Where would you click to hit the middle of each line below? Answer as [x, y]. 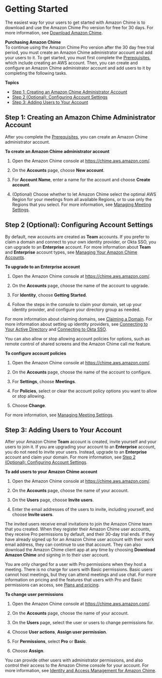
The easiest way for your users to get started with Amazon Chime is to [75, 22]
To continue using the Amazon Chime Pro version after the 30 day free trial [80, 47]
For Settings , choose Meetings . [44, 381]
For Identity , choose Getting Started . [49, 295]
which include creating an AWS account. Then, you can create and [71, 63]
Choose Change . [29, 405]
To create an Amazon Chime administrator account [57, 151]
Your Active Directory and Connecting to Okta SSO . [56, 329]
